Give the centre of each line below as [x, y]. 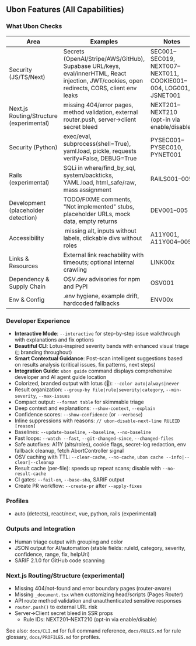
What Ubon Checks [34, 26]
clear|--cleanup [34, 462]
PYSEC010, [167, 147]
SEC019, [163, 59]
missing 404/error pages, [98, 105]
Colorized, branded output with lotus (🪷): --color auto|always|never [97, 383]
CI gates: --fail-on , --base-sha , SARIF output [69, 479]
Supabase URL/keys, [92, 66]
